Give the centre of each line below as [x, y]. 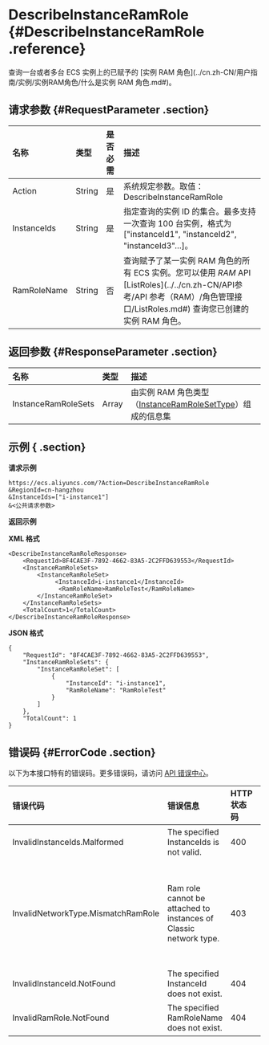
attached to [189, 908]
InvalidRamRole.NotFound [61, 1018]
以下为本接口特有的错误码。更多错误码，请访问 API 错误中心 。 [111, 774]
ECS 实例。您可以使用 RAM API [192, 272]
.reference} [47, 49]
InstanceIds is [193, 843]
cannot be [186, 899]
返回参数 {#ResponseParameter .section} [113, 352]
